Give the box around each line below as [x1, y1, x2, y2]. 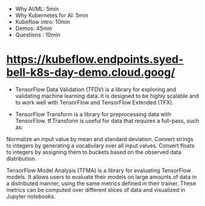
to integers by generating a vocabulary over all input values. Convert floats [6, 142, 195, 149]
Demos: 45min [15, 24, 53, 32]
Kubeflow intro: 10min [15, 18, 70, 25]
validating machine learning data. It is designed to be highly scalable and [15, 92, 199, 100]
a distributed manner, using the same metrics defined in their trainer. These [6, 180, 196, 187]
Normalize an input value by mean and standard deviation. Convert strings [6, 135, 194, 142]
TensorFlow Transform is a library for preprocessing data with [15, 110, 171, 118]
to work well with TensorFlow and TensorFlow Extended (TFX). [15, 98, 174, 106]
